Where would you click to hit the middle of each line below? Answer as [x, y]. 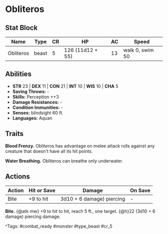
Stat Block [21, 28]
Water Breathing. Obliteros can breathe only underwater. [64, 160]
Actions [17, 177]
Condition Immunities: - [38, 107]
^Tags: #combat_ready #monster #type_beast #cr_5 [59, 226]
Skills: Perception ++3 [35, 96]
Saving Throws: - [31, 91]
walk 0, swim [138, 50]
